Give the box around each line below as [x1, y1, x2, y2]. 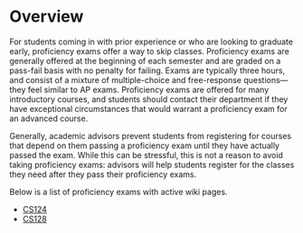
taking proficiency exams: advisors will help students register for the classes [9, 159, 295, 170]
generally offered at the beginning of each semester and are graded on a [9, 55, 281, 66]
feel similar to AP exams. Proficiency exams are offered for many [27, 84, 270, 95]
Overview [9, 6, 84, 27]
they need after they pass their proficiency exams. [9, 169, 197, 180]
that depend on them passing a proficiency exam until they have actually [9, 140, 280, 151]
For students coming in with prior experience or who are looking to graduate [9, 36, 294, 47]
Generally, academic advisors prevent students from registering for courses [9, 130, 292, 141]
